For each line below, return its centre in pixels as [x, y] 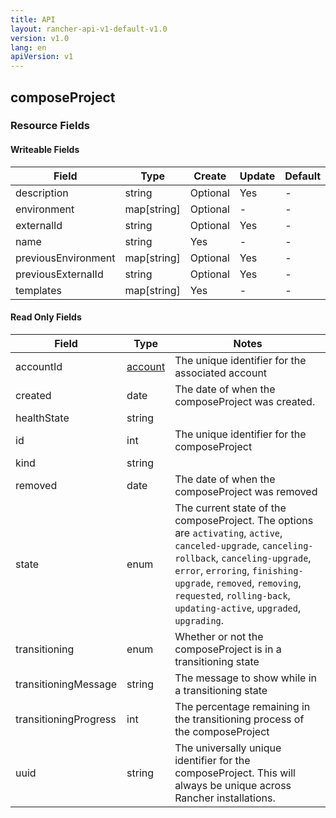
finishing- [277, 570]
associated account [221, 373]
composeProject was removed [246, 491]
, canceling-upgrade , [263, 558]
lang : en [28, 47]
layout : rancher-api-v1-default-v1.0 [89, 29]
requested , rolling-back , [232, 595]
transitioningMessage [66, 684]
